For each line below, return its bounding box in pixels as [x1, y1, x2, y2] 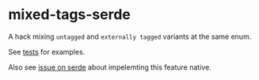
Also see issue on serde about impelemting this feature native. [8, 62, 211, 72]
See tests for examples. [8, 47, 86, 56]
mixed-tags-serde [8, 6, 131, 24]
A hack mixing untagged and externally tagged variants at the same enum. [8, 32, 252, 41]
